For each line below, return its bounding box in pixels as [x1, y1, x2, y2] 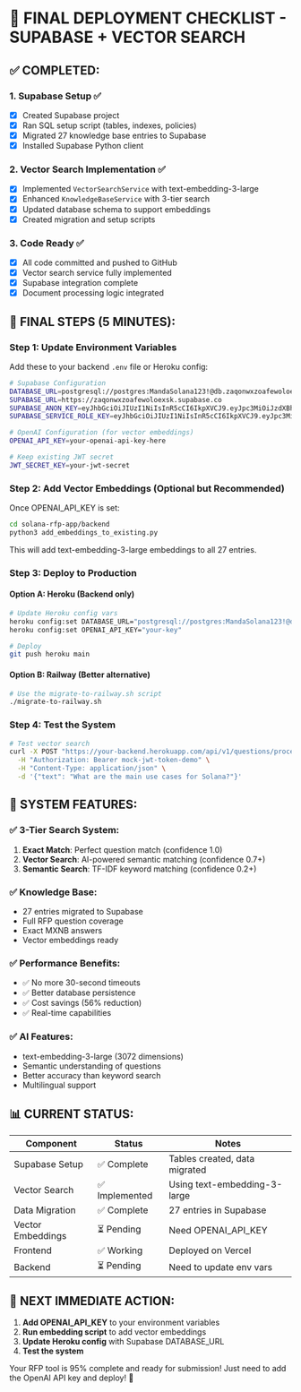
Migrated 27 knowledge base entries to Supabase [21, 130, 207, 141]
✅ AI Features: [9, 1030, 73, 1043]
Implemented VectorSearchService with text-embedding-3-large [21, 184, 260, 194]
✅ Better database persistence [21, 987, 136, 998]
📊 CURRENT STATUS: [9, 1106, 134, 1121]
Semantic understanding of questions [21, 1061, 161, 1071]
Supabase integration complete [21, 278, 139, 288]
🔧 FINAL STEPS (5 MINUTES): [9, 314, 176, 330]
